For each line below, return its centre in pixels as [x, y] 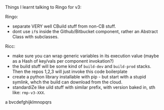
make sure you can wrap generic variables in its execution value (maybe [85, 56]
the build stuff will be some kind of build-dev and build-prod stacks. [82, 66]
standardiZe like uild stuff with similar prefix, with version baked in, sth [84, 87]
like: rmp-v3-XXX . [29, 92]
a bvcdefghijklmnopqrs [28, 102]
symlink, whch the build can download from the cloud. [67, 82]
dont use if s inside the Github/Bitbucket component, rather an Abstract [85, 31]
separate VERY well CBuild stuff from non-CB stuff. [64, 26]
